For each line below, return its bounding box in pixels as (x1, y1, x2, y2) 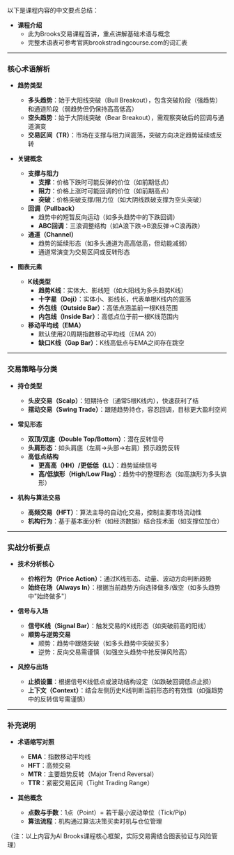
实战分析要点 (7, 542, 51, 552)
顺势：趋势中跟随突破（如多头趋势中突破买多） (38, 639, 173, 647)
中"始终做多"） (27, 592, 71, 600)
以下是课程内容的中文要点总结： (7, 6, 99, 14)
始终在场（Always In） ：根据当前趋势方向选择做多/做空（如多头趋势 (27, 583, 221, 591)
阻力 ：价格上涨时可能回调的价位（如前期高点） (38, 187, 173, 195)
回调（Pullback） (27, 205, 79, 213)
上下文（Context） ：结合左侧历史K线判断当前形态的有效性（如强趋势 (27, 686, 224, 694)
